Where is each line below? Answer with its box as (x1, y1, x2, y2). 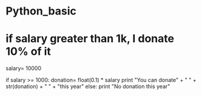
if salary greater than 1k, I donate (5, 32, 174, 46)
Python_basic (5, 4, 77, 18)
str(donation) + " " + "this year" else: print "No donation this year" (5, 83, 170, 90)
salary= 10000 (5, 65, 42, 72)
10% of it (5, 45, 51, 59)
